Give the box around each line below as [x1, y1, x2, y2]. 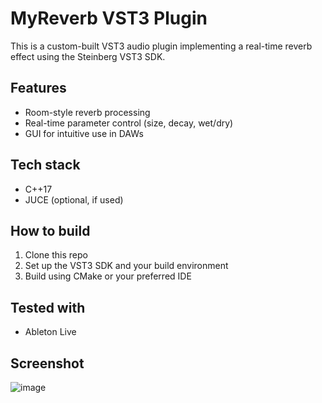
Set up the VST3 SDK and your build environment [24, 260, 229, 272]
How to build [10, 222, 91, 239]
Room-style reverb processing [24, 106, 151, 118]
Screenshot [10, 355, 85, 372]
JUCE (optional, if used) [24, 193, 124, 206]
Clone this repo [24, 249, 88, 261]
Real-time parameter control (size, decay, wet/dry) [24, 117, 234, 129]
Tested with [10, 299, 86, 316]
